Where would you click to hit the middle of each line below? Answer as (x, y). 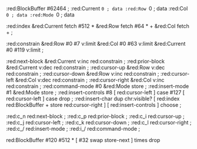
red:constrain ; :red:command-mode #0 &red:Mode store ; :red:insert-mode (98, 86)
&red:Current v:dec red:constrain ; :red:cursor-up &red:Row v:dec (86, 67)
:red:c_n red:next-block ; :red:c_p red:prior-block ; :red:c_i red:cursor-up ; (96, 116)
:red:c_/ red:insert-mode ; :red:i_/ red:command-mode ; (73, 129)
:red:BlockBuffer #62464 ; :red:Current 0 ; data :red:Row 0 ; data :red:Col (97, 9)
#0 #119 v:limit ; (25, 50)
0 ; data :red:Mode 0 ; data (40, 15)
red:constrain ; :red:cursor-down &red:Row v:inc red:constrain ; (83, 74)
